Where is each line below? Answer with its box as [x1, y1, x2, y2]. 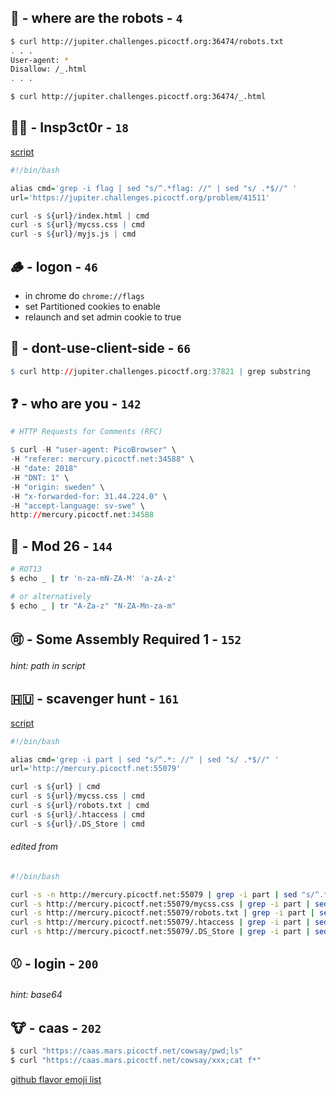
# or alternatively [10, 591, 92, 601]
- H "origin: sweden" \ [10, 482, 105, 492]
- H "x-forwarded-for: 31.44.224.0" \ [10, 491, 168, 501]
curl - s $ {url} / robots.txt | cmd [10, 801, 150, 811]
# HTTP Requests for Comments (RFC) [10, 427, 163, 437]
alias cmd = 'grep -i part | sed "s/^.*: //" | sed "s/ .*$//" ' [10, 754, 280, 765]
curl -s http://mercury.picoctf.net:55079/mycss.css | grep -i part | [10, 899, 311, 909]
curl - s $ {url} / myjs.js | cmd [10, 229, 137, 240]
